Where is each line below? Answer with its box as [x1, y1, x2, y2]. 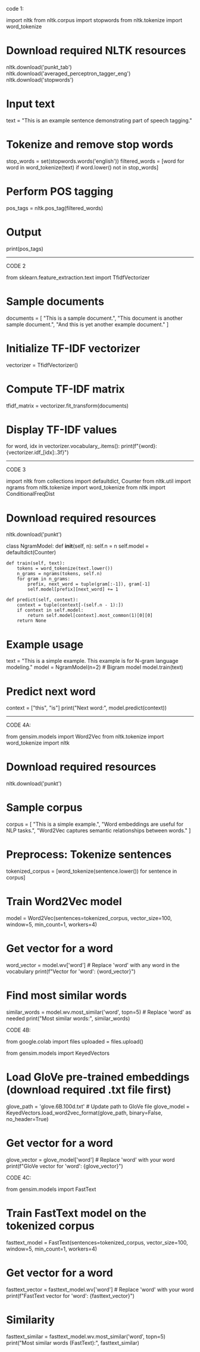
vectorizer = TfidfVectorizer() [6, 361, 79, 369]
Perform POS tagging [6, 185, 114, 198]
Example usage [6, 638, 84, 651]
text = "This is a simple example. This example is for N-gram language [6, 658, 179, 665]
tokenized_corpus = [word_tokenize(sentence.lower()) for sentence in [6, 868, 177, 875]
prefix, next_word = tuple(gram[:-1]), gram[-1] [27, 581, 151, 587]
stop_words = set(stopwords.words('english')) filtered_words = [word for [6, 158, 185, 165]
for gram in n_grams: [17, 576, 70, 582]
